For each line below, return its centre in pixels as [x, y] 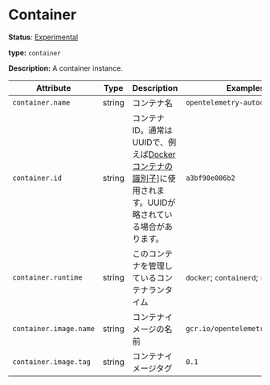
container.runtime [47, 277]
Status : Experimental [43, 37]
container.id [37, 178]
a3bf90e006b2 [211, 178]
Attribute [53, 88]
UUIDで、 [150, 142]
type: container [35, 52]
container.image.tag [51, 362]
